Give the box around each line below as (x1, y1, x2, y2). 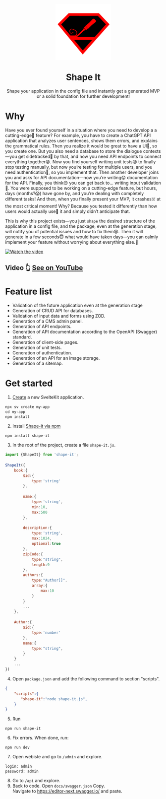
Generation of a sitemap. (12, 360, 63, 366)
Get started (5, 378, 53, 389)
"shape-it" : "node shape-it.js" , (20, 696, 88, 701)
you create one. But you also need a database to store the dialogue (5, 148, 142, 154)
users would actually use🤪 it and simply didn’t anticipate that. (5, 208, 130, 214)
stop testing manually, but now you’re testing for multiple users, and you (5, 164, 153, 170)
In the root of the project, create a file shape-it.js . (12, 442, 116, 448)
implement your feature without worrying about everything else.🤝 (5, 239, 139, 245)
